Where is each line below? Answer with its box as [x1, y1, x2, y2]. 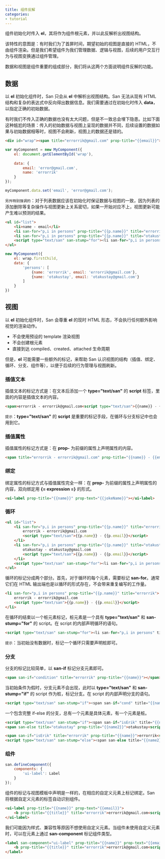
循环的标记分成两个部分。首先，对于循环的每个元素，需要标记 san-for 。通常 [5, 575, 160, 581]
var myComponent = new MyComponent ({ [5, 147, 82, 153]
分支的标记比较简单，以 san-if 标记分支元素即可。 [5, 665, 107, 671]
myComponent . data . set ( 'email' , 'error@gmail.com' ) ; [5, 188, 113, 193]
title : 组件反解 [5, 7, 35, 12]
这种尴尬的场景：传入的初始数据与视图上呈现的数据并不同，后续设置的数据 [5, 123, 156, 128]
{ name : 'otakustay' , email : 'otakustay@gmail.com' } [31, 274, 139, 279]
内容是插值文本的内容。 [13, 394, 61, 400]
